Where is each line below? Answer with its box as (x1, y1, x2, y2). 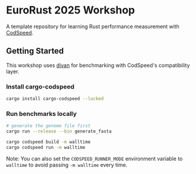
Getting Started (6, 46, 64, 56)
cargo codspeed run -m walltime (6, 144, 85, 150)
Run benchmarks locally (6, 110, 77, 118)
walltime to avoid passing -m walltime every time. (6, 161, 128, 168)
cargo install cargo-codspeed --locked (6, 96, 104, 102)
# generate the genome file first (6, 123, 91, 129)
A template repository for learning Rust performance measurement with (6, 23, 180, 30)
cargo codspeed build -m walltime (6, 139, 91, 145)
